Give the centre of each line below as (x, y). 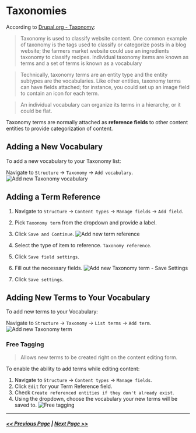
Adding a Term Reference (53, 197)
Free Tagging (25, 345)
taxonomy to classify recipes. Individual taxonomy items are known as (104, 57)
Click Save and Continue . (44, 234)
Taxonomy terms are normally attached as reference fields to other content (97, 122)
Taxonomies (36, 11)
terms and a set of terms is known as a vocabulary (81, 63)
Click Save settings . (39, 279)
